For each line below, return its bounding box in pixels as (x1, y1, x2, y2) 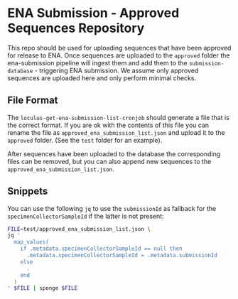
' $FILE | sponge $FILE (7, 285, 78, 292)
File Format (7, 94, 58, 107)
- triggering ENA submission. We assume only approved (34, 66, 199, 75)
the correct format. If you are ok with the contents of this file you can (7, 121, 210, 129)
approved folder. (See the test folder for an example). (7, 136, 163, 144)
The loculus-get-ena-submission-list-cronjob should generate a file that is (7, 113, 229, 121)
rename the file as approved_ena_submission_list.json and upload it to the (7, 128, 225, 136)
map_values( (13, 239, 50, 246)
